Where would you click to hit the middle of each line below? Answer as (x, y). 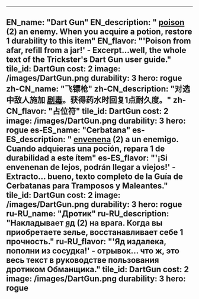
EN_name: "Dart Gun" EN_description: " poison (95, 22)
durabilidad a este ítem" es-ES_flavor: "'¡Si (87, 158)
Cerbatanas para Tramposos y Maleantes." (87, 186)
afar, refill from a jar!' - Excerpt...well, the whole (96, 50)
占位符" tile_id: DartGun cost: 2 (110, 111)
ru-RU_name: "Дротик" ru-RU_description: (88, 214)
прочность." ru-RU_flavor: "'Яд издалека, (86, 242)
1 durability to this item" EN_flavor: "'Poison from (99, 41)
